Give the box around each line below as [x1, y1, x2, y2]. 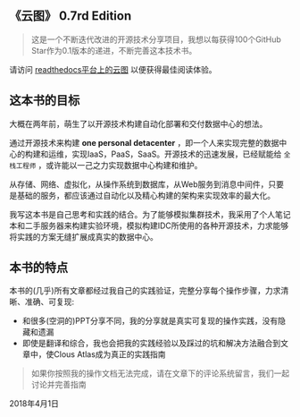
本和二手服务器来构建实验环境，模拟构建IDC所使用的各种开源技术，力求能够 [9, 220, 289, 231]
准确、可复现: [24, 296, 75, 307]
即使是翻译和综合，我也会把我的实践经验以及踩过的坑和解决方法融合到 [21, 338, 281, 349]
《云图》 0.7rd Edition [9, 8, 132, 24]
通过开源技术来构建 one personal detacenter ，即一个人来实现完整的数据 [9, 137, 279, 148]
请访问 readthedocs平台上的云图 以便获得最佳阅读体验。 [9, 64, 217, 74]
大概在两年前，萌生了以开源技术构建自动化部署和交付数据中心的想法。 [9, 118, 268, 129]
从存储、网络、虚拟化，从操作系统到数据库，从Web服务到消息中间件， [9, 178, 269, 190]
